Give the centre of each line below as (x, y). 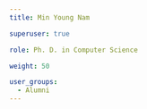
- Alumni (34, 90)
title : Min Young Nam (50, 17)
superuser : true (39, 34)
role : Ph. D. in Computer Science (74, 50)
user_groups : (34, 82)
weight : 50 (30, 66)
